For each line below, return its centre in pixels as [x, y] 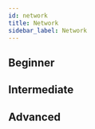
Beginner [32, 63]
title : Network [34, 23]
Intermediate [41, 90]
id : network [28, 16]
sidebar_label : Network [48, 30]
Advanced [35, 117]
